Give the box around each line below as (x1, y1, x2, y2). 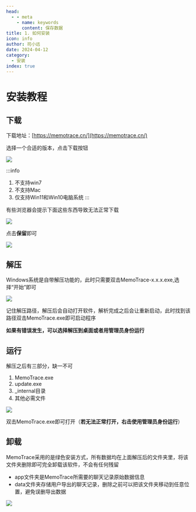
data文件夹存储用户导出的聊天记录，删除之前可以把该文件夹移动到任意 (14, 480, 184, 487)
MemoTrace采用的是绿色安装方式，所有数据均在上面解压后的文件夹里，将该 (6, 453, 188, 460)
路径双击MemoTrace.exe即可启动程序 (6, 314, 97, 321)
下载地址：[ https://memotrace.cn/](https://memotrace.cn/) (6, 132, 148, 139)
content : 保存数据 (21, 25, 63, 31)
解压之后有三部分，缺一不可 (6, 362, 73, 369)
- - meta (11, 14, 33, 20)
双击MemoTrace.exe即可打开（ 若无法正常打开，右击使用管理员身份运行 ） (6, 418, 183, 425)
